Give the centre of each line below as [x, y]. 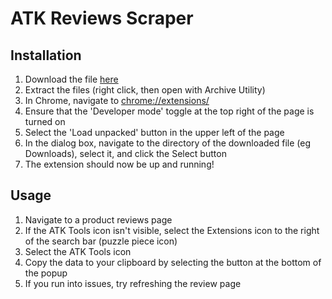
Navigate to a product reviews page [98, 219]
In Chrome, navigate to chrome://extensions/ [117, 100]
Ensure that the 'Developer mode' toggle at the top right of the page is [169, 111]
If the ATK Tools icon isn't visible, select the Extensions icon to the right [172, 230]
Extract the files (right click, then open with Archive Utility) [145, 90]
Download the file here [71, 79]
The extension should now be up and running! [119, 164]
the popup [46, 273]
